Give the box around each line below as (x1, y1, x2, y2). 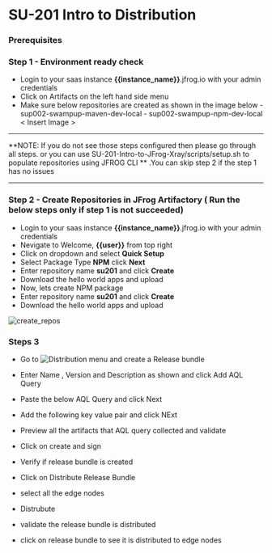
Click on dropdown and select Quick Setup (19, 248, 164, 258)
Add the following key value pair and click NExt (19, 410, 178, 420)
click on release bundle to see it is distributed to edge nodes (19, 535, 222, 545)
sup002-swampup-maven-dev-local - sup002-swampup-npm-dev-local (19, 109, 263, 119)
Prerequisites (8, 35, 62, 46)
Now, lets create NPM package (19, 283, 124, 293)
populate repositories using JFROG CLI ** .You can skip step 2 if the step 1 (8, 158, 257, 167)
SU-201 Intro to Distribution (8, 6, 197, 24)
